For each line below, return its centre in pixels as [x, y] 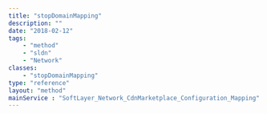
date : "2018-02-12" [41, 31]
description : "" [35, 23]
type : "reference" [39, 83]
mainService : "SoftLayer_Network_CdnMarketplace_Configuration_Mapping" [134, 98]
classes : [23, 68]
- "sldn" [37, 53]
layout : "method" [37, 90]
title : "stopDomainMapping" [55, 16]
